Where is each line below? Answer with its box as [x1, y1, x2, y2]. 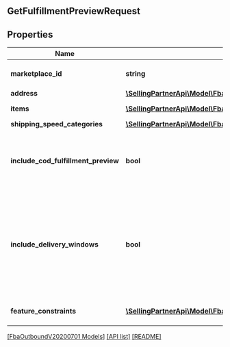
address [10, 89, 38, 98]
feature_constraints [10, 307, 77, 316]
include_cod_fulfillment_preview [10, 156, 120, 166]
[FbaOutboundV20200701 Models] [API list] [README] [7, 333, 162, 341]
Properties [7, 29, 53, 40]
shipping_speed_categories [10, 120, 103, 129]
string [125, 69, 146, 79]
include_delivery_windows [10, 240, 99, 249]
